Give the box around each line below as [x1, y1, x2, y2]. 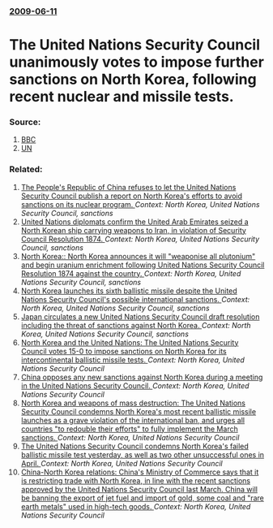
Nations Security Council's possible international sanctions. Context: [20, 294, 250, 304]
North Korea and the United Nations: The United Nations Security [20, 337, 239, 347]
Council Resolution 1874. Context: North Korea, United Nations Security [20, 234, 260, 244]
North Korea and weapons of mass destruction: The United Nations [20, 398, 246, 408]
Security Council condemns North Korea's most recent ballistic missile [20, 406, 257, 416]
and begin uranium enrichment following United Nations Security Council [20, 260, 265, 270]
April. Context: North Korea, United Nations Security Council [20, 458, 223, 468]
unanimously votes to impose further [9, 53, 264, 71]
